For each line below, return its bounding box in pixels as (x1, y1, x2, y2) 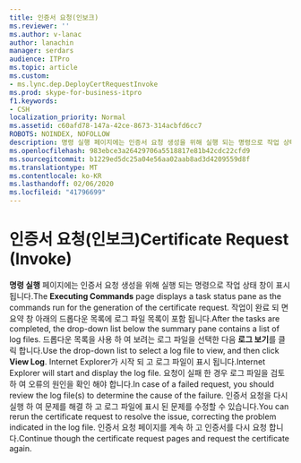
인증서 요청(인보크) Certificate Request (9, 229, 289, 250)
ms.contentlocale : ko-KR (9, 171, 102, 180)
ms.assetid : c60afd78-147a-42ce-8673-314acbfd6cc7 (9, 122, 202, 131)
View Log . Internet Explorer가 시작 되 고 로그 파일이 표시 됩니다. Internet (9, 356, 266, 367)
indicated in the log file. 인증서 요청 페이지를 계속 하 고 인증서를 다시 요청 (9, 422, 267, 433)
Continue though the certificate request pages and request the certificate (18, 433, 289, 443)
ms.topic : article (9, 64, 78, 73)
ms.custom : (9, 72, 50, 81)
